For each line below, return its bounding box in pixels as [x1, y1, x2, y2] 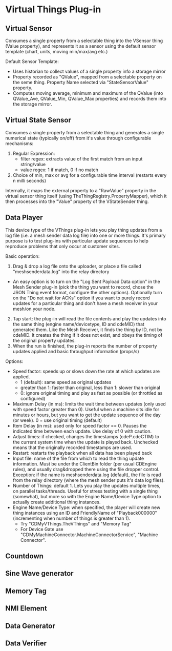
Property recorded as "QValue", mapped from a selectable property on [12, 74, 162, 80]
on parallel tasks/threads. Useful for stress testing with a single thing [12, 488, 158, 494]
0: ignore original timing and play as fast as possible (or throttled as [20, 390, 163, 396]
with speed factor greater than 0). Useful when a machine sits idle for [12, 406, 160, 412]
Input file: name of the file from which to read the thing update [12, 455, 144, 461]
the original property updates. [12, 337, 76, 343]
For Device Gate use [20, 526, 63, 532]
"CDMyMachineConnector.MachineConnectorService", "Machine [20, 532, 158, 538]
